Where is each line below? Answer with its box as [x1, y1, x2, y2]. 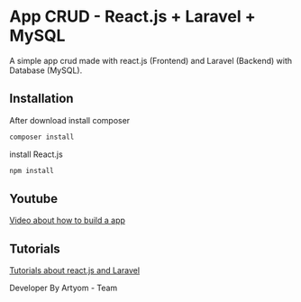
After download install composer [9, 114, 131, 125]
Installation [9, 91, 74, 106]
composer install [9, 133, 75, 142]
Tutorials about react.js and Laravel [9, 265, 141, 276]
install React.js [9, 149, 63, 160]
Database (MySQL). [9, 65, 83, 76]
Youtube [9, 191, 59, 206]
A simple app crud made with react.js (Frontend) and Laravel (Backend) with [9, 55, 293, 66]
